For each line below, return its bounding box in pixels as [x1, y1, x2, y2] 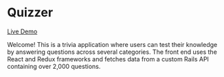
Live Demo [7, 27, 38, 35]
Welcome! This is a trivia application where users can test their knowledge [7, 40, 218, 48]
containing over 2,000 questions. [7, 62, 101, 70]
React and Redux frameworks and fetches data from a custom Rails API [7, 55, 210, 63]
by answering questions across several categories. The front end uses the [7, 48, 218, 56]
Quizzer [7, 5, 54, 20]
